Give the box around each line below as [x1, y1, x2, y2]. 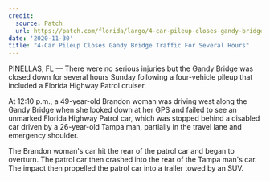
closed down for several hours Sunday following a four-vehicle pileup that [8, 72, 253, 82]
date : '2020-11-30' [8, 34, 74, 43]
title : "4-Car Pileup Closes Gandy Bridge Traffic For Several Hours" [8, 42, 250, 50]
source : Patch [15, 19, 63, 27]
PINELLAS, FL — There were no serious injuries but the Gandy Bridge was [8, 64, 254, 73]
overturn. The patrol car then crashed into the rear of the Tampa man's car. [8, 154, 257, 165]
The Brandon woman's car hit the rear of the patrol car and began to [8, 146, 235, 156]
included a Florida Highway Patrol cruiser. [8, 81, 147, 91]
